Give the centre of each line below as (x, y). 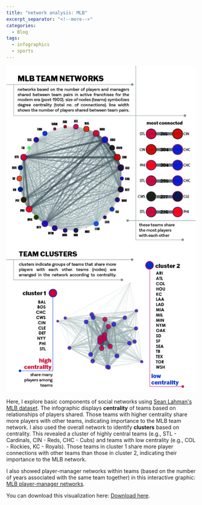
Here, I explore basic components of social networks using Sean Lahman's (99, 402)
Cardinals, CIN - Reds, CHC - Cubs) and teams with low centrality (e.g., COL (101, 440)
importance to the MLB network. (46, 460)
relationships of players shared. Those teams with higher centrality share (97, 414)
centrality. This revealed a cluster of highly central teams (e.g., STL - (91, 434)
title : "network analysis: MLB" (47, 13)
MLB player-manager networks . (46, 484)
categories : (21, 25)
